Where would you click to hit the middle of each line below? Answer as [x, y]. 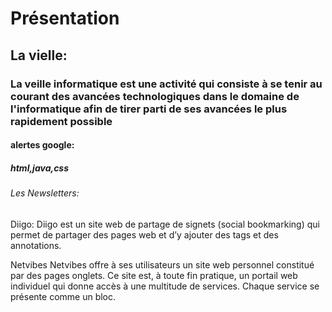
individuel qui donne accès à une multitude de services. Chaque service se [165, 286]
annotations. [36, 245]
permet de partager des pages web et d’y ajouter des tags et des [144, 234]
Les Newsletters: [45, 193]
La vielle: [39, 55]
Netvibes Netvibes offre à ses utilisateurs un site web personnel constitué [162, 264]
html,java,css [40, 168]
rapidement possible [61, 121]
